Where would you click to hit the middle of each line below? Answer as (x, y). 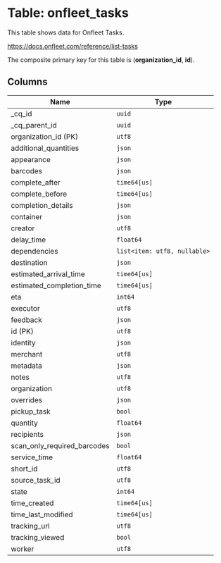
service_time (32, 457)
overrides (27, 400)
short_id (24, 469)
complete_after (36, 182)
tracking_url (31, 526)
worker (23, 549)
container (27, 216)
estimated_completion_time (56, 285)
